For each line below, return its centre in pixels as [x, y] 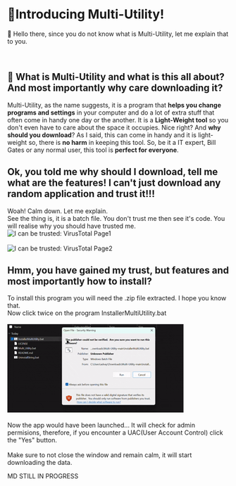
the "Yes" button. [32, 440]
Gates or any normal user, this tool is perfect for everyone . [93, 150]
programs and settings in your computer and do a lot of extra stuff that [111, 113]
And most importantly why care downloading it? [115, 88]
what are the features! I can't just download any [114, 183]
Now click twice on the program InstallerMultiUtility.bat [87, 313]
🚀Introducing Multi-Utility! [86, 14]
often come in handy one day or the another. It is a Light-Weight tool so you [118, 120]
